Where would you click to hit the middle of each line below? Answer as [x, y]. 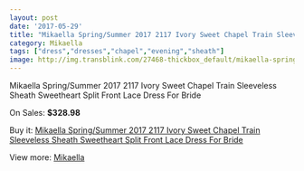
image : [22, 60]
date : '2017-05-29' [46, 26]
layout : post [34, 18]
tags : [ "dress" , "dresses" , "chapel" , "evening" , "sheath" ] [117, 52]
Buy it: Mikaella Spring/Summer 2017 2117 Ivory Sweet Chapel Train [135, 130]
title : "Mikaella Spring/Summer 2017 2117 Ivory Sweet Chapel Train [141, 34]
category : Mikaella [46, 43]
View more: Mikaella [47, 157]
